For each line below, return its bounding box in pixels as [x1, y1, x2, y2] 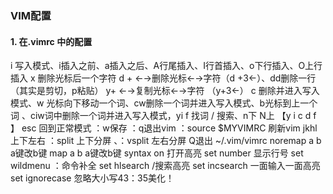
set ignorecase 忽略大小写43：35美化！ [10, 172, 175, 184]
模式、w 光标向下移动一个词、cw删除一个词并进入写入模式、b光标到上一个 [10, 97, 318, 109]
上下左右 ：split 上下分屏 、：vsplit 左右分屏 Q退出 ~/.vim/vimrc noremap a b [10, 135, 322, 147]
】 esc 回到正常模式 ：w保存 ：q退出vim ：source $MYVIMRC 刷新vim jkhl [10, 122, 318, 134]
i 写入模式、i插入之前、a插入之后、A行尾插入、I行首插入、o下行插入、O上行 [10, 60, 323, 72]
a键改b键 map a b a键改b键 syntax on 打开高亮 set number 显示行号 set [10, 147, 304, 159]
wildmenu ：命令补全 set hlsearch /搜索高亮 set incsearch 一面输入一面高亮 [10, 160, 321, 172]
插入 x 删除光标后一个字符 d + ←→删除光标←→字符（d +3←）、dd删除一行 [10, 72, 317, 84]
